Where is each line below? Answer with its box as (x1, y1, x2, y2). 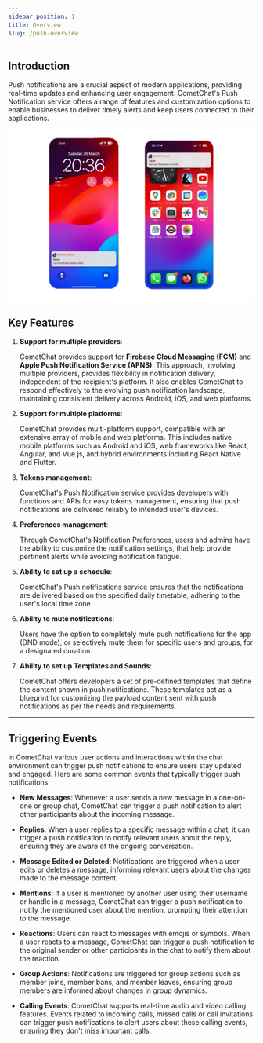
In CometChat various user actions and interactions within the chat (8, 752, 223, 762)
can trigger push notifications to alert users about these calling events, (19, 1018, 248, 1027)
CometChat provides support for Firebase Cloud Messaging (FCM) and (19, 352, 252, 361)
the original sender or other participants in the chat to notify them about (19, 946, 251, 955)
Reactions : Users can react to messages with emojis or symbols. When (19, 929, 250, 939)
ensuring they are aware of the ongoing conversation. (19, 841, 193, 851)
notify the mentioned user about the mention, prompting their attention (19, 906, 248, 915)
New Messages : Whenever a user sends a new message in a (19, 793, 218, 803)
